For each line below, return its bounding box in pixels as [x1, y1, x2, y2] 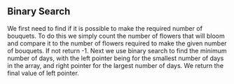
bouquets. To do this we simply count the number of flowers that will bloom [7, 31, 226, 40]
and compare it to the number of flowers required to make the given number [7, 38, 227, 48]
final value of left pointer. [7, 69, 79, 77]
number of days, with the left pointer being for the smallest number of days [7, 54, 224, 62]
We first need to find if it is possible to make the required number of [7, 24, 203, 32]
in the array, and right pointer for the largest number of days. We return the [7, 61, 224, 69]
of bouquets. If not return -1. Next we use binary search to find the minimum [7, 46, 227, 55]
